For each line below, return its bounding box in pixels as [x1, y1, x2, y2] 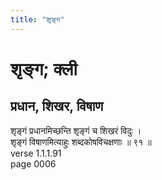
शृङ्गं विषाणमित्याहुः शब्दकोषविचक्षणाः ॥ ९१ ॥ [10, 136, 152, 148]
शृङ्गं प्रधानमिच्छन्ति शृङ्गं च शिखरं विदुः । [10, 124, 142, 136]
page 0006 [10, 157, 57, 170]
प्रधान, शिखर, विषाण [10, 98, 104, 115]
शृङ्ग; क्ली [10, 57, 78, 80]
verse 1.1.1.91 [10, 147, 62, 159]
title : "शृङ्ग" [10, 14, 65, 25]
